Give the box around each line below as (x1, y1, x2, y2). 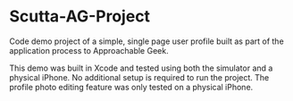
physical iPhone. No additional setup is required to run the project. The (9, 72, 270, 82)
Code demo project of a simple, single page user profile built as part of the (9, 36, 284, 46)
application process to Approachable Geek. (9, 45, 169, 55)
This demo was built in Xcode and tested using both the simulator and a (9, 63, 273, 73)
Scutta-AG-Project (9, 6, 150, 27)
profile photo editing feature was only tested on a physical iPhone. (9, 81, 254, 92)
